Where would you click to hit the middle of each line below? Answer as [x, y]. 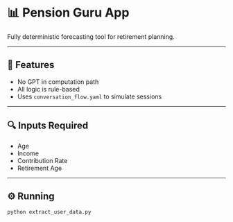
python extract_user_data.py [49, 212]
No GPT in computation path [58, 82]
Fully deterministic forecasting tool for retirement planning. [91, 36]
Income [28, 153]
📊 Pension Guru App [68, 13]
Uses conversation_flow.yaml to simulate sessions [89, 96]
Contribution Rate [42, 160]
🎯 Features [31, 65]
